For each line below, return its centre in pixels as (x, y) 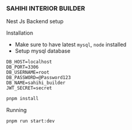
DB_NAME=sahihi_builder (36, 83)
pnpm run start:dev (31, 121)
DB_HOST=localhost (29, 62)
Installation (20, 33)
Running (16, 110)
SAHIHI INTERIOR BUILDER (46, 8)
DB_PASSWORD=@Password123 (38, 78)
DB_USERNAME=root (28, 72)
